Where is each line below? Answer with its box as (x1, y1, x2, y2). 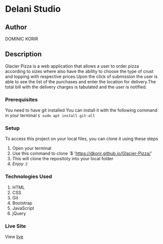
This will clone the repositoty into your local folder (12, 156, 114, 162)
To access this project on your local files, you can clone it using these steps (5, 136, 159, 142)
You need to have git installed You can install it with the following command (5, 107, 158, 113)
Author (5, 23, 27, 31)
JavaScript (12, 205, 34, 211)
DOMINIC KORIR (5, 36, 38, 42)
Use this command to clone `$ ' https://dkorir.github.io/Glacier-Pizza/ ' (12, 150, 152, 156)
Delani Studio (5, 3, 61, 15)
